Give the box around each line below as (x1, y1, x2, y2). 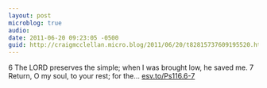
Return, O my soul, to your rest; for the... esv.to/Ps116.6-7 (8, 71, 195, 81)
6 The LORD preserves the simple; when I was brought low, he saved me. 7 (8, 63, 254, 72)
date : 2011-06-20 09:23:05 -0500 (8, 33, 119, 42)
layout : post (8, 11, 52, 20)
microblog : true (8, 19, 62, 27)
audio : (8, 26, 30, 34)
